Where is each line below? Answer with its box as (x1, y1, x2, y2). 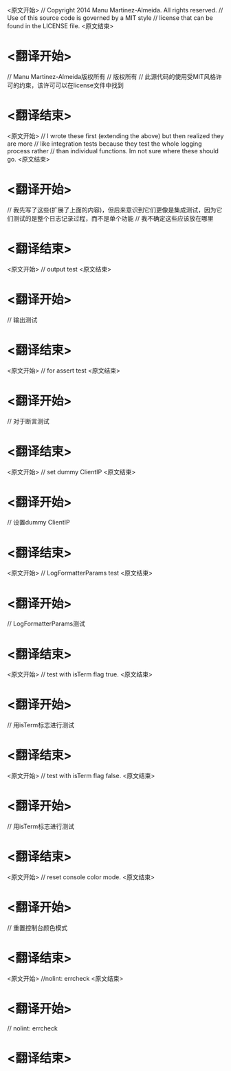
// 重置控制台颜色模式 (7, 923, 68, 931)
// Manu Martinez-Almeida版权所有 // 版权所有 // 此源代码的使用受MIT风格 (7, 72, 217, 80)
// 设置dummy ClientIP (7, 518, 70, 527)
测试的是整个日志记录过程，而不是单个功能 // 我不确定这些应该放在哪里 (12, 214, 214, 222)
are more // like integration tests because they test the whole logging (7, 140, 202, 148)
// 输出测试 (7, 316, 38, 324)
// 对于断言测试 (7, 417, 50, 425)
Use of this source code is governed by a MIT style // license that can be (7, 14, 213, 22)
